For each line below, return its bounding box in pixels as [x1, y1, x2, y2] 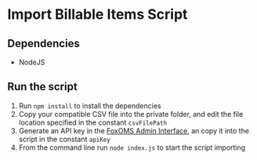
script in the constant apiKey [18, 134, 110, 144]
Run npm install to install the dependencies [18, 100, 161, 111]
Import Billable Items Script [7, 5, 188, 24]
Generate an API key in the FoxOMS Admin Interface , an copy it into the [18, 125, 250, 135]
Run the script [7, 80, 78, 93]
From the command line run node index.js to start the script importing [18, 143, 246, 152]
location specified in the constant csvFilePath [18, 118, 168, 127]
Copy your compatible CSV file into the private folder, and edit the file [18, 109, 244, 118]
